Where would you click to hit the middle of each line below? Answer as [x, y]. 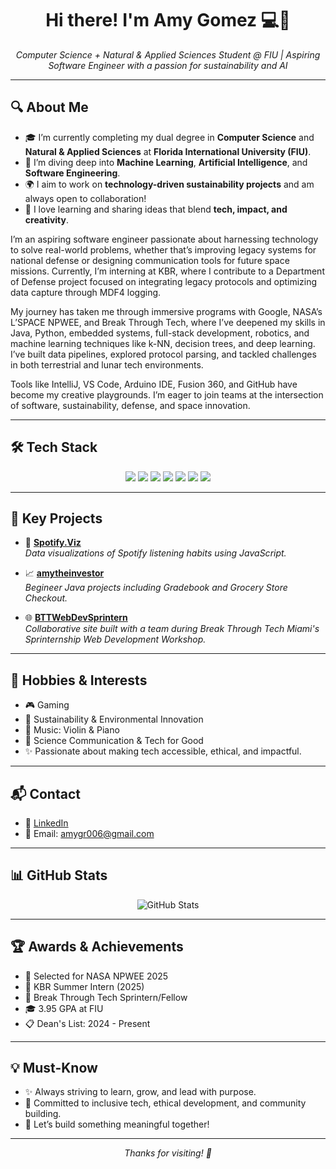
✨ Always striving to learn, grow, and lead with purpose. [140, 1092]
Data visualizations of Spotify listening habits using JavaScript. [155, 553]
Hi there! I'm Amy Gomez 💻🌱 [168, 20]
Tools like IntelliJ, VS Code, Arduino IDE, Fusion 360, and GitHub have [154, 384]
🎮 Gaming [47, 705]
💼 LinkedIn [46, 823]
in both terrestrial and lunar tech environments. [107, 364]
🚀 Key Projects [56, 518]
